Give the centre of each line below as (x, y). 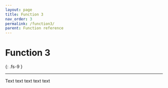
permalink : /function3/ (30, 24)
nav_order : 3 (19, 19)
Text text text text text (28, 81)
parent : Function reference (34, 28)
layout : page (19, 10)
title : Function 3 (24, 14)
